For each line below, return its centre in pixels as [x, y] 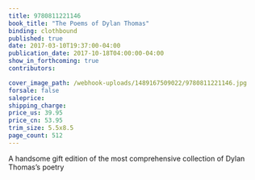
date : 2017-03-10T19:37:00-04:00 [65, 46]
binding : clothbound [43, 31]
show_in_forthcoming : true [54, 61]
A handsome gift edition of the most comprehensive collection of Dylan [127, 158]
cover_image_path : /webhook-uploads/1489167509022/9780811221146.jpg [128, 83]
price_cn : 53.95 [36, 121]
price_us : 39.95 [36, 113]
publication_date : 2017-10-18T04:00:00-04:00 [86, 53]
